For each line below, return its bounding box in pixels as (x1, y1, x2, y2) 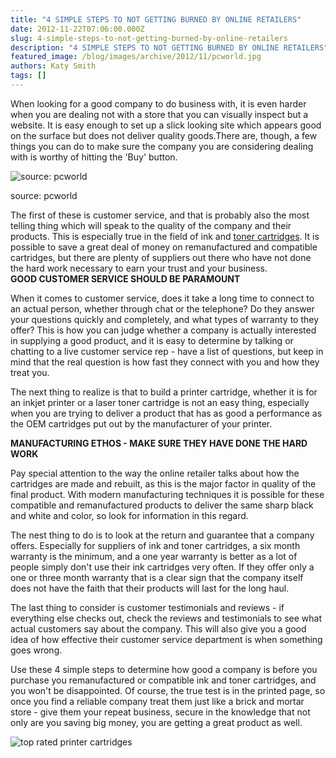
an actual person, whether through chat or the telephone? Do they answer (10, 302, 315, 315)
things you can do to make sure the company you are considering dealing (10, 140, 314, 152)
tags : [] (10, 71, 47, 81)
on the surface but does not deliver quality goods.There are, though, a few (10, 129, 318, 141)
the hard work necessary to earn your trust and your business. (10, 262, 268, 274)
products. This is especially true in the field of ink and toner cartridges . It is (10, 230, 320, 242)
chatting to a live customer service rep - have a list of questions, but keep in (10, 345, 324, 357)
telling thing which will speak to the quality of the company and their (10, 219, 292, 231)
